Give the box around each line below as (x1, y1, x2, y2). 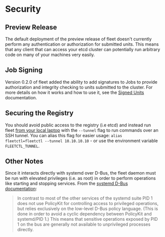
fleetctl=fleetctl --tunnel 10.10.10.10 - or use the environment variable (5, 138, 158, 144)
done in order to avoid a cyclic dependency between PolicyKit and (17, 211, 152, 217)
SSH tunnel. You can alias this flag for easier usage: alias (5, 132, 122, 138)
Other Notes (5, 157, 43, 166)
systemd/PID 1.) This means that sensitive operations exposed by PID (17, 216, 158, 222)
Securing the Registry (5, 109, 74, 118)
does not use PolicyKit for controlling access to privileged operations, (17, 201, 159, 207)
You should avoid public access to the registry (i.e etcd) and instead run (5, 122, 151, 128)
